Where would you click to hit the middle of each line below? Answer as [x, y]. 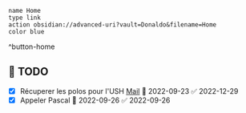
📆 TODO [28, 72]
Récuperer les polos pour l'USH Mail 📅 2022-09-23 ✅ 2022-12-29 [129, 91]
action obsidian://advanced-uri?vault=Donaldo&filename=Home [113, 25]
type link [25, 18]
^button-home [32, 46]
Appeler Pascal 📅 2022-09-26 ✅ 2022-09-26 [95, 100]
